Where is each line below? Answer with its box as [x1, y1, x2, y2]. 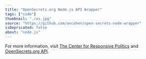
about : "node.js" [5, 30, 41, 35]
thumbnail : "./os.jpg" [5, 16, 52, 21]
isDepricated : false [5, 25, 48, 30]
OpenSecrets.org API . [5, 48, 49, 54]
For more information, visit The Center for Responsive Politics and [5, 43, 139, 49]
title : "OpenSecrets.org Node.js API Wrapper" [5, 7, 102, 12]
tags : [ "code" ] [5, 12, 36, 17]
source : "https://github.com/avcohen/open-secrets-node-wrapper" [5, 20, 142, 26]
